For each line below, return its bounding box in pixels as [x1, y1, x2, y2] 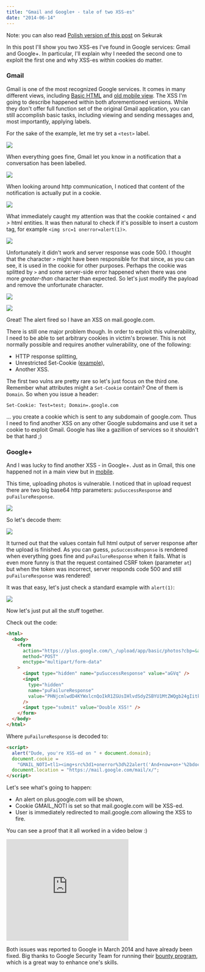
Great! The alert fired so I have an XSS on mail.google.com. [6, 316, 156, 323]
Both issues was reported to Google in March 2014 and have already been [6, 946, 193, 953]
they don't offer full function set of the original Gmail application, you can [6, 104, 190, 112]
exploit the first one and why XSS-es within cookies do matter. [6, 56, 163, 64]
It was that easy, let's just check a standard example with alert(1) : [6, 584, 175, 591]
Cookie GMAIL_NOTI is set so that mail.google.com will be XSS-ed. [15, 802, 184, 809]
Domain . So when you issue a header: [6, 390, 99, 398]
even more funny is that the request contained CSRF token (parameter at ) [6, 559, 192, 566]
